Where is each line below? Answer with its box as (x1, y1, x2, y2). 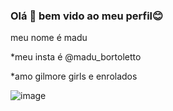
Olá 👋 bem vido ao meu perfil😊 (10, 9, 164, 23)
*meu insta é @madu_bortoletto (10, 51, 142, 63)
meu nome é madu (10, 32, 88, 44)
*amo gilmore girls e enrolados (10, 70, 138, 83)
